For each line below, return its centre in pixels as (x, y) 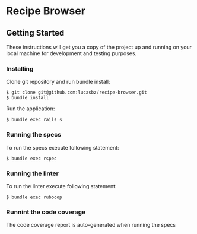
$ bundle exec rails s (34, 120)
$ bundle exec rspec (32, 159)
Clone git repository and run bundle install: (58, 82)
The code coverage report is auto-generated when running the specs (91, 225)
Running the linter (33, 173)
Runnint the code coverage (46, 212)
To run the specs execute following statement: (63, 147)
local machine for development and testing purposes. (72, 53)
